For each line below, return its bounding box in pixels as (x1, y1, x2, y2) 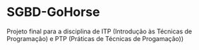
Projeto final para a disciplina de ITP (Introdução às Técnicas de (6, 27, 193, 35)
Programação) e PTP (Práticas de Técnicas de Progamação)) (6, 34, 184, 42)
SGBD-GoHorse (6, 4, 100, 20)
